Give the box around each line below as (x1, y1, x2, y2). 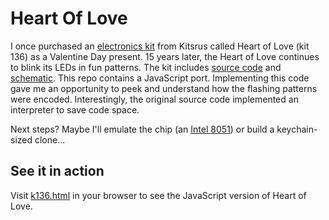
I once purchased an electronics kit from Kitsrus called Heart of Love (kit (10, 40, 310, 52)
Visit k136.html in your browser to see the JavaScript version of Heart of (10, 189, 307, 201)
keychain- (276, 123, 318, 135)
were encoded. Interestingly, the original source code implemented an (10, 93, 299, 105)
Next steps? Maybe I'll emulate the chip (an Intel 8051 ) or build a (10, 123, 275, 135)
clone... (34, 133, 66, 146)
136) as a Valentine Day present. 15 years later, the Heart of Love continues (10, 50, 320, 62)
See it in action (10, 163, 105, 180)
